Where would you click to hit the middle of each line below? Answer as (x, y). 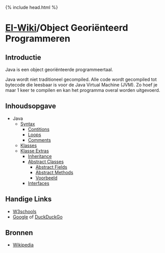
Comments (39, 140)
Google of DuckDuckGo (37, 217)
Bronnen (19, 233)
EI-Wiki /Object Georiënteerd (67, 28)
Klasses (29, 145)
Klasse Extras (35, 151)
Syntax (28, 123)
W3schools (24, 211)
